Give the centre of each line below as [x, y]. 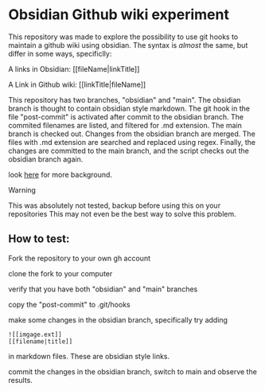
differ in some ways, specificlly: [60, 53]
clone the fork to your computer [60, 273]
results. [21, 380]
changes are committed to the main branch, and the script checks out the [129, 151]
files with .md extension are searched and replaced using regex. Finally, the [132, 142]
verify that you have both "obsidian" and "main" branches [103, 289]
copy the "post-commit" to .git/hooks [69, 304]
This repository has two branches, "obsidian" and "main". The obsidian [125, 100]
